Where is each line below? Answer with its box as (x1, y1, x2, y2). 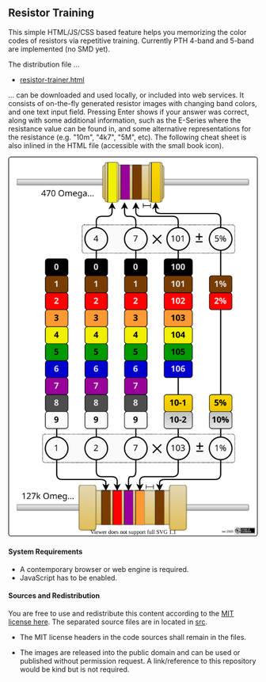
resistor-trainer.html (19, 74, 85, 84)
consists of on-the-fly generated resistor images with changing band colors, (8, 98, 257, 108)
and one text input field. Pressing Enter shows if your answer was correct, (8, 107, 249, 116)
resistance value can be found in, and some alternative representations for (8, 124, 252, 133)
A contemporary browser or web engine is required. (19, 564, 189, 573)
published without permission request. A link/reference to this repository (19, 657, 256, 666)
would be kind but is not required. (19, 665, 130, 674)
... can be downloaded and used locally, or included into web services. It (8, 90, 245, 100)
